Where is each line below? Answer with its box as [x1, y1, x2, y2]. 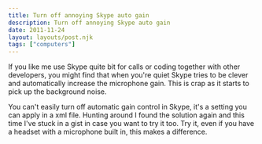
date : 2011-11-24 [8, 26, 65, 34]
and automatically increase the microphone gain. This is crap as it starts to [8, 79, 249, 88]
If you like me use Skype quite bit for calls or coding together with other [8, 62, 241, 71]
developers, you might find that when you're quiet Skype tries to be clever [8, 70, 249, 80]
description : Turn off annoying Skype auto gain [8, 19, 171, 27]
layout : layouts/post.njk [8, 33, 93, 41]
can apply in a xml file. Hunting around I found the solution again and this [8, 110, 245, 120]
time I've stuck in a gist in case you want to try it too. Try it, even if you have [8, 119, 255, 128]
